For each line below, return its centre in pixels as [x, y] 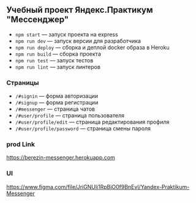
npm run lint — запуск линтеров [58, 67]
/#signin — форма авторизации [57, 96]
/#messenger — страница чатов [55, 109]
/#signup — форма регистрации [57, 103]
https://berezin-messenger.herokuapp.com [61, 158]
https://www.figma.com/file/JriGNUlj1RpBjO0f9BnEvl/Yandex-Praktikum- [98, 186]
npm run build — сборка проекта [58, 54]
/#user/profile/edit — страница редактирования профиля [92, 122]
